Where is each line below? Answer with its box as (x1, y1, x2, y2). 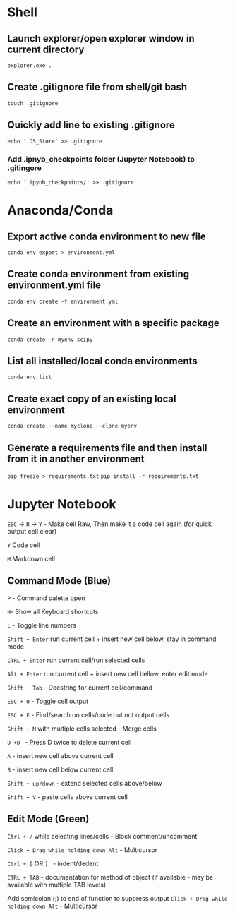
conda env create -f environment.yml (7, 298, 119, 305)
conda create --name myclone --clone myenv (7, 423, 138, 430)
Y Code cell (7, 541, 40, 549)
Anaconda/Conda (7, 203, 114, 219)
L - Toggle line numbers (7, 621, 76, 629)
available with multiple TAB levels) (7, 880, 107, 889)
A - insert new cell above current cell (7, 751, 114, 760)
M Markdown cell (7, 554, 55, 563)
